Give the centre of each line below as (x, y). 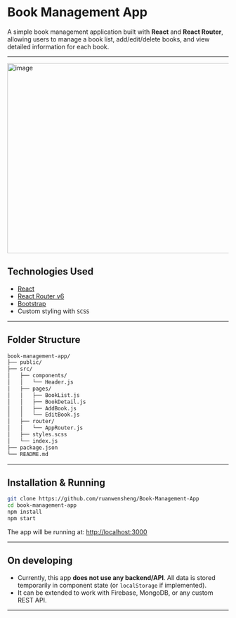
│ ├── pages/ (29, 389)
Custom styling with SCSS (53, 311)
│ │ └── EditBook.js (44, 415)
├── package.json (33, 448)
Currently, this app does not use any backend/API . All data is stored (116, 577)
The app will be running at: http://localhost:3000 (77, 531)
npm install (25, 512)
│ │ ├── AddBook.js (42, 408)
